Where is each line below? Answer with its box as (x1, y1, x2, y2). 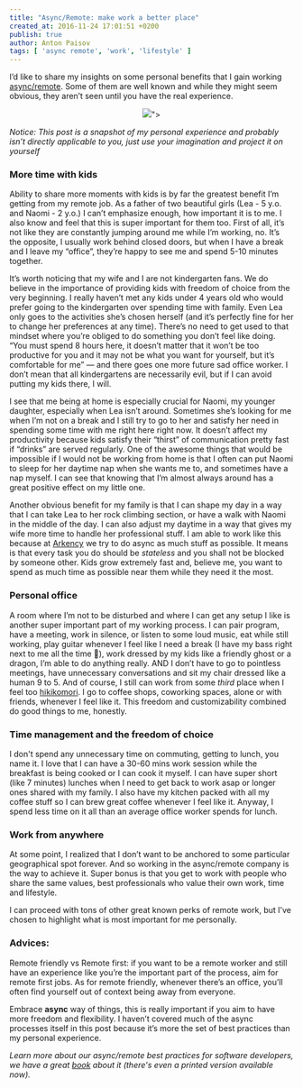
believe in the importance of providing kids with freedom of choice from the (9, 283, 290, 294)
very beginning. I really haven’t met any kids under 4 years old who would (9, 292, 284, 303)
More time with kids (9, 169, 97, 181)
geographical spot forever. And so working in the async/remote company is (9, 858, 289, 870)
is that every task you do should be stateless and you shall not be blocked (9, 547, 284, 559)
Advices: (9, 937, 50, 949)
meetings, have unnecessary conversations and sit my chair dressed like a (9, 667, 287, 678)
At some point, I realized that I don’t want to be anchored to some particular (9, 849, 290, 860)
